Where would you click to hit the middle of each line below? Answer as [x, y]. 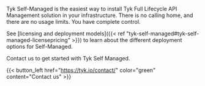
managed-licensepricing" [38, 40]
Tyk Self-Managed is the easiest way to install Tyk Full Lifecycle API [92, 9]
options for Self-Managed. [40, 46]
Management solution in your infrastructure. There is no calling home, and [100, 15]
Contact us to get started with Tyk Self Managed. [68, 58]
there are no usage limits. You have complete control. [73, 22]
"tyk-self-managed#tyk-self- [163, 34]
